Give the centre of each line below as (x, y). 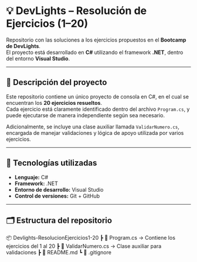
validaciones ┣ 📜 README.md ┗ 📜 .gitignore (59, 253)
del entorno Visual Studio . (38, 58)
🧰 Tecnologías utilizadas (52, 163)
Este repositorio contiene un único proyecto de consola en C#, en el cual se (98, 96)
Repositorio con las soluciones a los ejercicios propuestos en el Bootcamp (96, 40)
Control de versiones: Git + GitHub (57, 196)
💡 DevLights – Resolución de (77, 11)
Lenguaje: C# (31, 177)
